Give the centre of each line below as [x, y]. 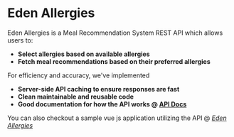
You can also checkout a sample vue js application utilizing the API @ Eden [117, 118]
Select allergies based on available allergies [84, 54]
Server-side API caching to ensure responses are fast [99, 89]
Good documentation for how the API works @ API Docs [102, 104]
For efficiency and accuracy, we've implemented [79, 75]
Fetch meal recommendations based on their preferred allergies [114, 61]
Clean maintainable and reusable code [75, 97]
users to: [20, 40]
